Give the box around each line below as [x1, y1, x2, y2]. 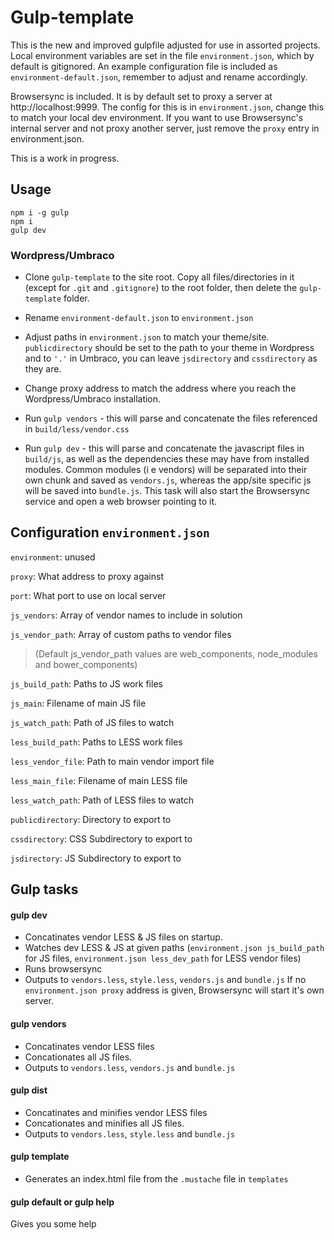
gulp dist [10, 1084, 48, 1096]
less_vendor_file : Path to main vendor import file [10, 755, 215, 767]
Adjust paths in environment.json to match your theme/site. [24, 331, 270, 343]
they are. [24, 363, 62, 375]
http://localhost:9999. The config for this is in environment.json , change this [10, 101, 325, 113]
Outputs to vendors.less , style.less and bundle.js [24, 1127, 236, 1140]
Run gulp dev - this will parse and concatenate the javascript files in [24, 442, 305, 455]
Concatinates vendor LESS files [24, 1040, 155, 1052]
